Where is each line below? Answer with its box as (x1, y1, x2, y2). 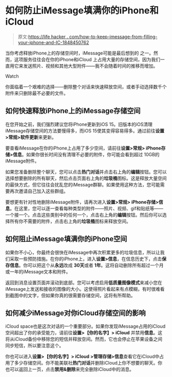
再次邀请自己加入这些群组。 (9, 188, 68, 194)
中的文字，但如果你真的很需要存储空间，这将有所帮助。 (18, 292, 136, 298)
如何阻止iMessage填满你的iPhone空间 (5, 235, 127, 243)
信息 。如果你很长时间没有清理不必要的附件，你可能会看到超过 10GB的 (12, 151, 160, 157)
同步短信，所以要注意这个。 (5, 343, 64, 349)
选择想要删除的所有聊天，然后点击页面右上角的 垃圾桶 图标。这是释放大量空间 (5, 175, 167, 181)
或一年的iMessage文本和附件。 (5, 268, 71, 275)
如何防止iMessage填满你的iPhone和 (5, 5, 159, 16)
